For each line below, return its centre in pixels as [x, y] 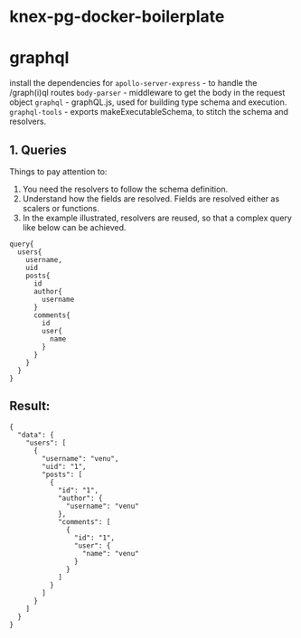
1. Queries [38, 150]
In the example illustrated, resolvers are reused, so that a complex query [157, 218]
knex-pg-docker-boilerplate [117, 17]
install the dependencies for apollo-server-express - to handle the [133, 83]
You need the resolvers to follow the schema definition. [125, 189]
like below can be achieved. [74, 227]
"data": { [36, 435]
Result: [30, 406]
